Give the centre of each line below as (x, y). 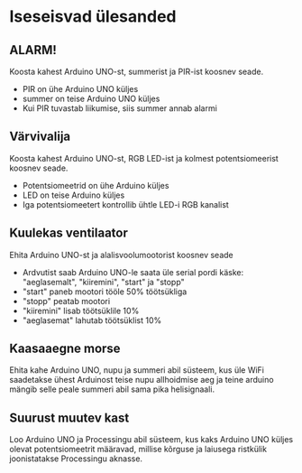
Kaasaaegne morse (65, 349)
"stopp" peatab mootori (66, 301)
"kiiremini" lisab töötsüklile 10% (81, 311)
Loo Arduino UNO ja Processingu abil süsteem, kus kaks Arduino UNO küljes (151, 440)
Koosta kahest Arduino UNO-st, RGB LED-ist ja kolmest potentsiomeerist (144, 158)
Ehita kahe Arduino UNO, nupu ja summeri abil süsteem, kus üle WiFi (137, 370)
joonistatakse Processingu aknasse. (76, 459)
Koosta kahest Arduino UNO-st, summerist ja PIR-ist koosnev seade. (137, 71)
